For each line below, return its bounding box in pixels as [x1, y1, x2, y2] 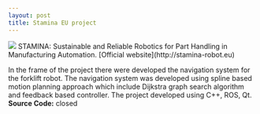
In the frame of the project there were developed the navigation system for [8, 64, 251, 75]
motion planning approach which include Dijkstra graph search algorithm [8, 82, 244, 91]
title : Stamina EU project [8, 19, 97, 27]
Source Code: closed [8, 98, 78, 108]
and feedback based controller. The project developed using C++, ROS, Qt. [8, 90, 252, 99]
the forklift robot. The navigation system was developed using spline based [8, 73, 252, 83]
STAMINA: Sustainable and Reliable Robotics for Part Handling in [17, 41, 228, 51]
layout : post [8, 11, 51, 20]
